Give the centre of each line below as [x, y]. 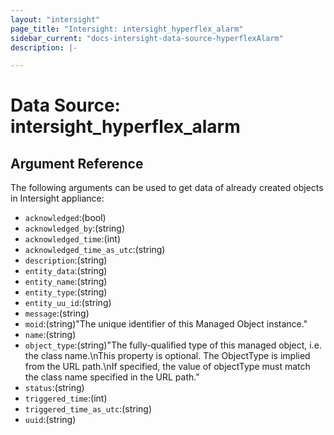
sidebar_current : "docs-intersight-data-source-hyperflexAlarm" [147, 38]
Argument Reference [77, 163]
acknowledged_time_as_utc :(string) [95, 250]
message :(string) [57, 313]
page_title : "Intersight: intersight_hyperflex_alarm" [127, 29]
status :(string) [54, 388]
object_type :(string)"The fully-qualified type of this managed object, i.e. [173, 345]
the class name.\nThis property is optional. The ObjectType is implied [167, 356]
